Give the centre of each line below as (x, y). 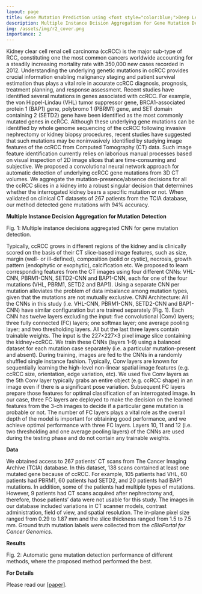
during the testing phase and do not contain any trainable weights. (88, 438)
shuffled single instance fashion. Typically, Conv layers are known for (92, 361)
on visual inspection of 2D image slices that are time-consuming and (91, 160)
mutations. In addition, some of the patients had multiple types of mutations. (101, 487)
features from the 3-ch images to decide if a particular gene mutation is (95, 406)
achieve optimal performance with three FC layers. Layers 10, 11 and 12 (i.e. (99, 425)
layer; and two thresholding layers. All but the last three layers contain (93, 329)
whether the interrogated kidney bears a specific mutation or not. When (95, 192)
